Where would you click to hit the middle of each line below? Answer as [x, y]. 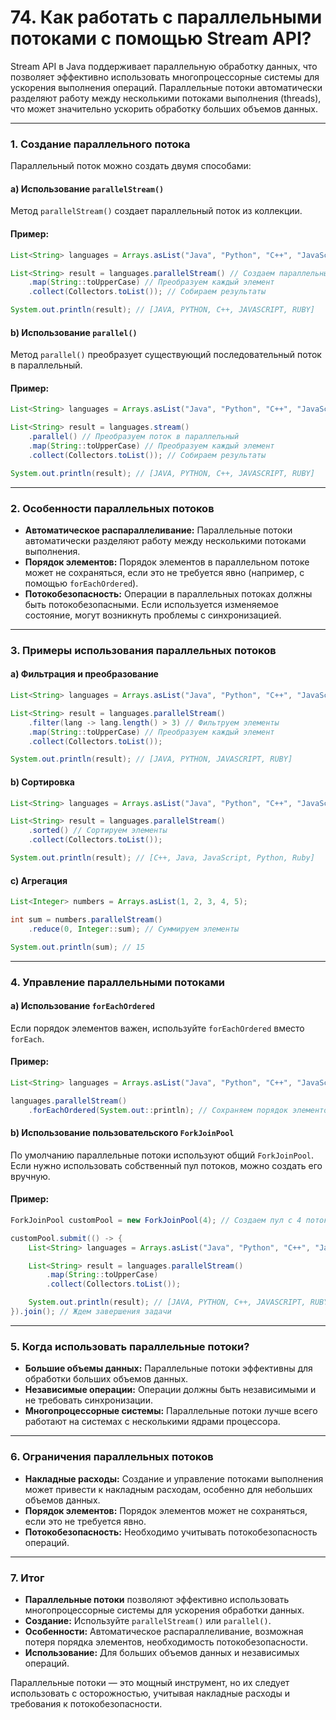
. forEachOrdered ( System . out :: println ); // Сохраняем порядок [158, 1110]
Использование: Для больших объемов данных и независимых [162, 1652]
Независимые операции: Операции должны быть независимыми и [170, 1390]
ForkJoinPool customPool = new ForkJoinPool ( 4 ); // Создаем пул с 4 [156, 1220]
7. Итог [27, 1578]
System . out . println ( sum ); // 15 [77, 947]
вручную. [30, 1176]
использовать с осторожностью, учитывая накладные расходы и [150, 1693]
